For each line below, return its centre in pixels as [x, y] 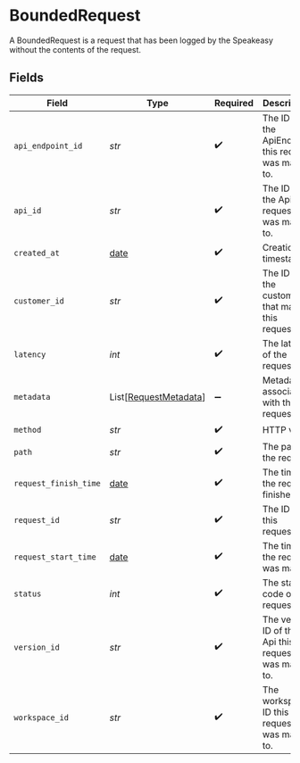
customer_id [39, 301]
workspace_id [42, 717]
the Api [277, 199]
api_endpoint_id [48, 145]
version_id [37, 647]
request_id [37, 520]
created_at [37, 253]
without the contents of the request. [75, 49]
